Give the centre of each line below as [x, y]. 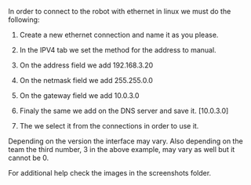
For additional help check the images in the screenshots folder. [110, 173]
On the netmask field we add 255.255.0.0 [86, 80]
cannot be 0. [29, 158]
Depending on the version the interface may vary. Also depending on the [125, 141]
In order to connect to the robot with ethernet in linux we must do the [120, 11]
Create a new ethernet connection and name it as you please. [119, 35]
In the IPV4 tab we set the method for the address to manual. [118, 50]
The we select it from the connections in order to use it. [109, 126]
